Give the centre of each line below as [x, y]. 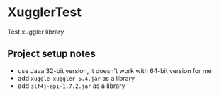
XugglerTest [44, 12]
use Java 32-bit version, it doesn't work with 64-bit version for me [114, 70]
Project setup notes [51, 54]
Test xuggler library [36, 32]
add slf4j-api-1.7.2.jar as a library [71, 86]
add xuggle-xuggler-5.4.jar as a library [76, 78]
